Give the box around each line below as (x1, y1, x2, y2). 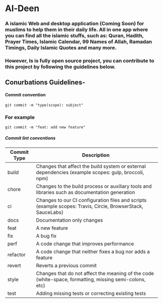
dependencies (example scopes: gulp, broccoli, (36, 169, 144, 176)
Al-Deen (5, 3, 40, 14)
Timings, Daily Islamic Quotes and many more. (5, 45, 117, 51)
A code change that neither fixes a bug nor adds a (36, 248, 150, 255)
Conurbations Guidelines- (5, 78, 85, 87)
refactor (7, 251, 26, 258)
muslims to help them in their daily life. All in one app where (5, 26, 148, 33)
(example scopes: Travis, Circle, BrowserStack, (36, 203, 144, 210)
